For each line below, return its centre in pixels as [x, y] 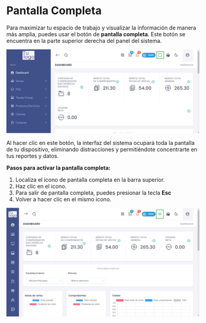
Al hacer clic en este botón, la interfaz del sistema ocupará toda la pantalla [101, 142]
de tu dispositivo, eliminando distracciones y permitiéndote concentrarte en [102, 149]
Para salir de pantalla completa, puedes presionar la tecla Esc [93, 193]
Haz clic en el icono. [41, 186]
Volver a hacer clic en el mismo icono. [63, 199]
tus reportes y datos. [33, 156]
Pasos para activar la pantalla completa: [59, 168]
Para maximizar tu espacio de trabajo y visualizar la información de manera [101, 28]
